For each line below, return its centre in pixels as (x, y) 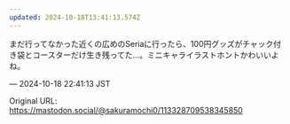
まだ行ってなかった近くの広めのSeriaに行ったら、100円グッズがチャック (141, 43)
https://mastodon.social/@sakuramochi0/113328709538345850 (126, 110)
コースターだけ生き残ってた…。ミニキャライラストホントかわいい (152, 55)
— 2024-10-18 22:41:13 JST (60, 83)
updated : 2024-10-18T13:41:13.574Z (75, 17)
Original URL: (33, 101)
